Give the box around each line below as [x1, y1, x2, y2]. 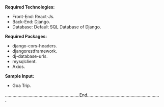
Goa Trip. [12, 83, 31, 88]
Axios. [12, 64, 26, 69]
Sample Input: [5, 73, 34, 79]
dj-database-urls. [12, 53, 48, 59]
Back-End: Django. [12, 19, 51, 24]
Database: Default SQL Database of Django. [12, 24, 102, 30]
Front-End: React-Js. [12, 14, 55, 19]
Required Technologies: [5, 4, 55, 10]
